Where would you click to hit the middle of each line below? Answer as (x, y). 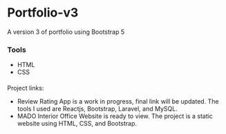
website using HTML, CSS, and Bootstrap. (77, 123)
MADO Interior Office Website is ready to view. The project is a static (115, 116)
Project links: (26, 88)
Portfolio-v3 (43, 13)
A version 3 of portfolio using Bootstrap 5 (66, 32)
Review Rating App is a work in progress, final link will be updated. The (118, 101)
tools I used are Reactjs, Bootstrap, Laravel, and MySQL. (97, 108)
